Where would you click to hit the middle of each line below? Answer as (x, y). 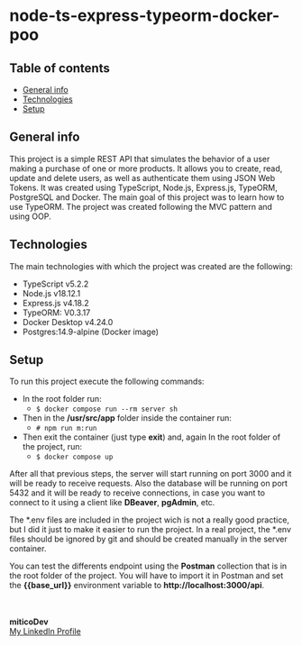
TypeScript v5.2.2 (55, 284)
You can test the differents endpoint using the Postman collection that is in (148, 566)
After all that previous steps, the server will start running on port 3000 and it (151, 474)
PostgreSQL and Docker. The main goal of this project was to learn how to (147, 197)
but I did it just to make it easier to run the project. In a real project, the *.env (150, 530)
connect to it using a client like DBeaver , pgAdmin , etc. (112, 503)
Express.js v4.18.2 (56, 303)
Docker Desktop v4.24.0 (68, 322)
